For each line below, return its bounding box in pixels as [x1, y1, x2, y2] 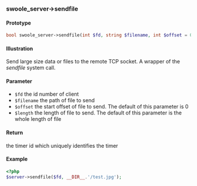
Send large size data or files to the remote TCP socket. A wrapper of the [6, 58, 181, 65]
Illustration [6, 45, 33, 52]
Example [6, 155, 28, 163]
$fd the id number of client [14, 90, 79, 98]
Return [6, 129, 23, 136]
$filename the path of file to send [14, 97, 95, 104]
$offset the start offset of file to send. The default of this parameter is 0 [14, 103, 189, 110]
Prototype [6, 19, 31, 26]
